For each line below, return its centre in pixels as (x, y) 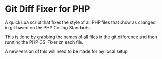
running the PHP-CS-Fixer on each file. (44, 42)
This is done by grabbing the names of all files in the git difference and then (81, 37)
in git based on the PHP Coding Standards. (48, 27)
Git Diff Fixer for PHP (48, 9)
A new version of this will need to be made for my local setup (66, 51)
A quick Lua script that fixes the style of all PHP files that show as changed (81, 22)
